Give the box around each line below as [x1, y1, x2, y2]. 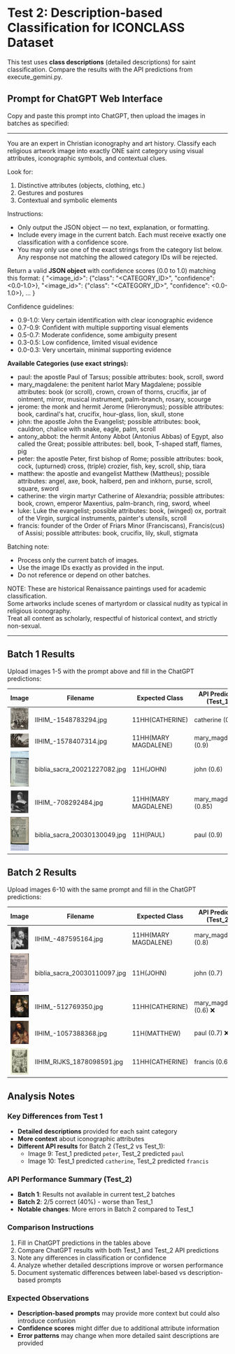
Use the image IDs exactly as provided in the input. [17, 563, 164, 572]
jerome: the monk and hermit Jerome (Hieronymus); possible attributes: [17, 402, 224, 411]
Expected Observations [7, 1293, 90, 1303]
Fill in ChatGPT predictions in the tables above [17, 1239, 151, 1247]
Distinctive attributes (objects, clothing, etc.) [17, 181, 145, 190]
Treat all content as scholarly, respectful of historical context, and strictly [7, 614, 218, 622]
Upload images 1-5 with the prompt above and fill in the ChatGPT [7, 667, 194, 675]
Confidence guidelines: [7, 302, 75, 311]
